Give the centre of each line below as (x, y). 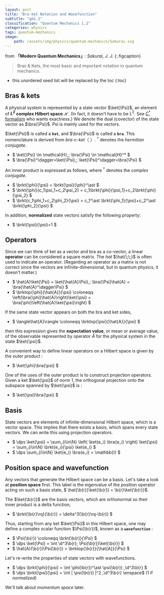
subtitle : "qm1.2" (24, 19)
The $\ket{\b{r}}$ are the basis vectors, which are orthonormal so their (76, 499)
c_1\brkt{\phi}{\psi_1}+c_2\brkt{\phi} (120, 190)
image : (12, 37)
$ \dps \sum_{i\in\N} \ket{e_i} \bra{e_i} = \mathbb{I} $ (66, 452)
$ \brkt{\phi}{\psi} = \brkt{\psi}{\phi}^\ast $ (56, 185)
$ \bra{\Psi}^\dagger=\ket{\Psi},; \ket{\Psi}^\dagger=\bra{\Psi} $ (77, 160)
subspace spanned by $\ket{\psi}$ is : (43, 386)
